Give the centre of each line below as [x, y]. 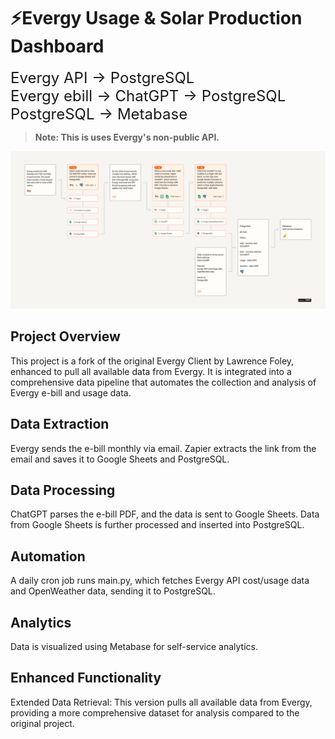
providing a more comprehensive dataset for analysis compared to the [155, 712]
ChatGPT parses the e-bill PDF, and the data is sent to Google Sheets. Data [165, 514]
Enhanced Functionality [86, 678]
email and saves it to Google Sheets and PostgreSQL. [120, 459]
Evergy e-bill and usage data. [71, 392]
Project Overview [65, 336]
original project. [42, 723]
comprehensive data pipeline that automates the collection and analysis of [163, 382]
